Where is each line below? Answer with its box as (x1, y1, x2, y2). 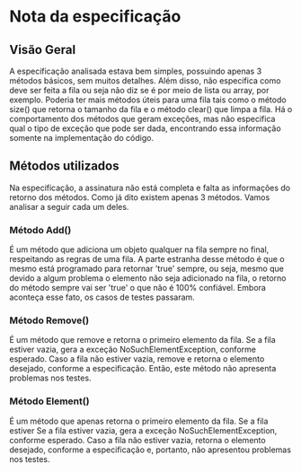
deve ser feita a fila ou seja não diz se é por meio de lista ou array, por (9, 85, 270, 95)
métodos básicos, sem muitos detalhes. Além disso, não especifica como (9, 75, 281, 86)
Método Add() (9, 223, 72, 236)
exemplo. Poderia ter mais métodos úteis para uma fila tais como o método (9, 94, 287, 105)
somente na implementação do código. (9, 133, 155, 143)
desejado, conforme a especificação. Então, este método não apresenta (9, 363, 277, 374)
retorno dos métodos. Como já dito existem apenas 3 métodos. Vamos (9, 191, 270, 203)
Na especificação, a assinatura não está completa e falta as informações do (9, 182, 290, 193)
